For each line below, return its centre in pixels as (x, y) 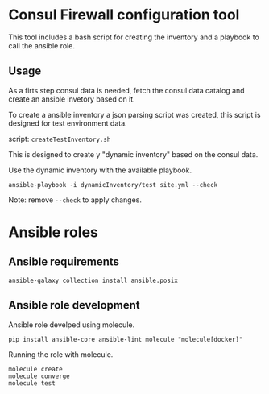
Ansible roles (53, 232)
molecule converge (39, 376)
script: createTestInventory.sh (60, 139)
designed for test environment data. (68, 123)
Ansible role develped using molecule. (72, 325)
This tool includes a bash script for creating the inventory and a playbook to (134, 37)
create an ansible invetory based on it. (72, 99)
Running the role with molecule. (61, 354)
